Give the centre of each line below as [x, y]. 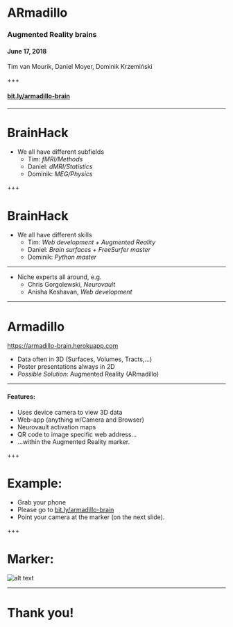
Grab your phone [42, 502]
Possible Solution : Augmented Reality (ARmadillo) [88, 374]
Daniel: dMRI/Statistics [60, 167]
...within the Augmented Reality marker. [74, 442]
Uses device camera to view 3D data [70, 412]
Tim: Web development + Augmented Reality [92, 242]
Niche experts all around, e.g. [59, 277]
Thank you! [41, 613]
